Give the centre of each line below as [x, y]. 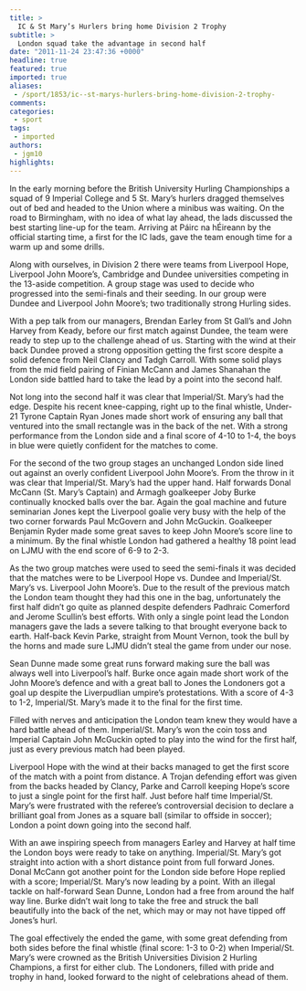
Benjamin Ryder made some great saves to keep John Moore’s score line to [151, 531]
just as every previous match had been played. [97, 749]
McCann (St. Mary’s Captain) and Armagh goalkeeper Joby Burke [133, 492]
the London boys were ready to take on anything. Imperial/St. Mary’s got [145, 852]
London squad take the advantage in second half [112, 43]
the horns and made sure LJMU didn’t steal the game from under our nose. [151, 646]
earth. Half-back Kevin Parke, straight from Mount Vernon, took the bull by [149, 636]
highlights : [32, 162]
